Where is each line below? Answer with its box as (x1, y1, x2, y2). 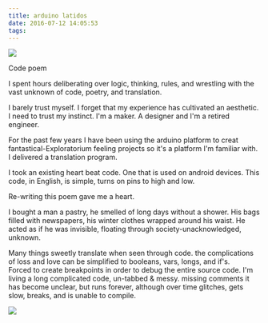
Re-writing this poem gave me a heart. (8, 192, 134, 201)
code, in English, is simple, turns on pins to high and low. (8, 177, 195, 186)
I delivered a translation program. (8, 153, 118, 162)
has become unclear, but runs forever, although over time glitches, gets (8, 282, 244, 292)
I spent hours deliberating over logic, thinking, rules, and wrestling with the (8, 79, 254, 89)
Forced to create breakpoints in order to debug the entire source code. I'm (8, 265, 254, 275)
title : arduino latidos (8, 11, 88, 20)
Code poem (8, 63, 47, 73)
